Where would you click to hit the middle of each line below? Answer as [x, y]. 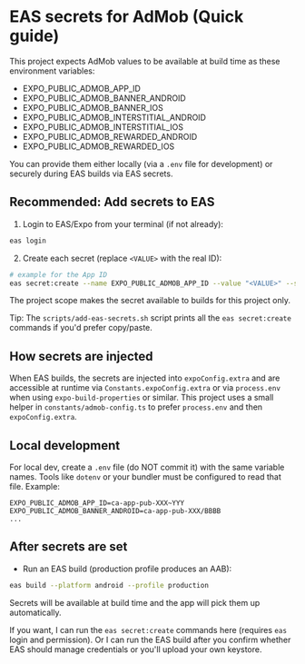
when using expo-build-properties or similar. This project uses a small [142, 398]
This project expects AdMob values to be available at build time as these [145, 61]
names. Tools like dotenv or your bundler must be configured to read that [145, 477]
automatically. [35, 612]
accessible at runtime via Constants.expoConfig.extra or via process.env [145, 388]
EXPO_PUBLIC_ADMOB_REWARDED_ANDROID [110, 136]
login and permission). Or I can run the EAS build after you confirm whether [150, 639]
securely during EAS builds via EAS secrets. [91, 173]
